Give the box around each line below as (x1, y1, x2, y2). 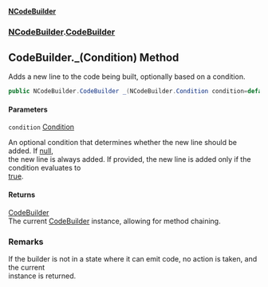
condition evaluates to (8, 163, 81, 173)
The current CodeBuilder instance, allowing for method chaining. (8, 216, 221, 226)
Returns (8, 190, 36, 199)
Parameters (8, 104, 48, 114)
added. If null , (8, 146, 53, 155)
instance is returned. (8, 271, 77, 281)
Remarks (8, 236, 44, 247)
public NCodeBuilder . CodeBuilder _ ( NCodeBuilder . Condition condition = (8, 88, 248, 96)
